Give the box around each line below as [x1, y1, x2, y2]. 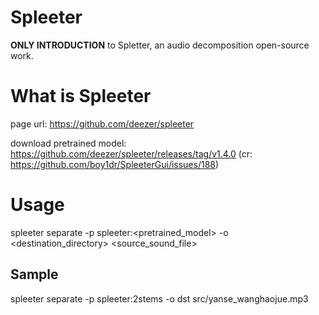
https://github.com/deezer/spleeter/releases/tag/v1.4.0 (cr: [10, 147, 253, 160]
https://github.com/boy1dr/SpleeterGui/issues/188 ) [10, 158, 220, 170]
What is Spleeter [10, 85, 152, 108]
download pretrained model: [10, 137, 127, 149]
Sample [10, 266, 59, 283]
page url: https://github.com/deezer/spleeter [10, 117, 195, 130]
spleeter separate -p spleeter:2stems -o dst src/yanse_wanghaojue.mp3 [10, 292, 309, 305]
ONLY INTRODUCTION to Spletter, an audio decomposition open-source [10, 39, 310, 51]
